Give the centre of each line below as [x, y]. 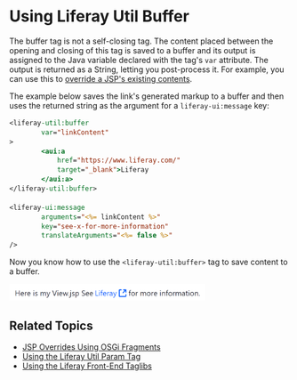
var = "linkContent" [75, 132]
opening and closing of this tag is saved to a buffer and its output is [132, 50]
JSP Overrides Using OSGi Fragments [92, 347]
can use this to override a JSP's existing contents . [101, 78]
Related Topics [51, 325]
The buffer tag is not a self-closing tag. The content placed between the [141, 41]
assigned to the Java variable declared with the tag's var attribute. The [139, 60]
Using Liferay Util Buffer [99, 16]
